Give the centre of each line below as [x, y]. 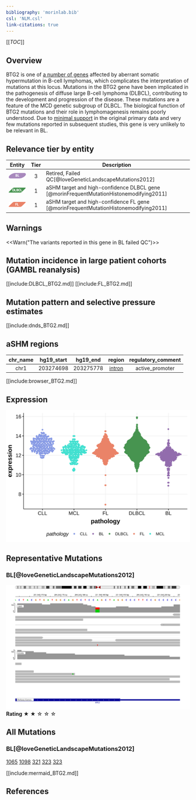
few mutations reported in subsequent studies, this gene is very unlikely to [96, 124]
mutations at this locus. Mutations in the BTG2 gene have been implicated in [97, 87]
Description [116, 164]
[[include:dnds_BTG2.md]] [38, 325]
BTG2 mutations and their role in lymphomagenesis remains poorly [86, 112]
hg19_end [88, 359]
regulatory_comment [155, 359]
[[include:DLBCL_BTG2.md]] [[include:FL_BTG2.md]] [69, 284]
